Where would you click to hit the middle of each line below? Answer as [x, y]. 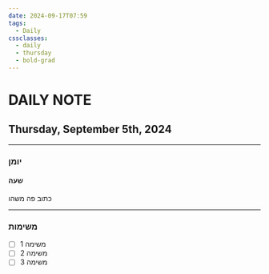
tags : [17, 23]
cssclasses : [28, 38]
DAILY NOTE [50, 100]
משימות [23, 227]
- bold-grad [36, 61]
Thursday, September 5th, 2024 [90, 129]
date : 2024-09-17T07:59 [48, 16]
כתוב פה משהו [30, 198]
